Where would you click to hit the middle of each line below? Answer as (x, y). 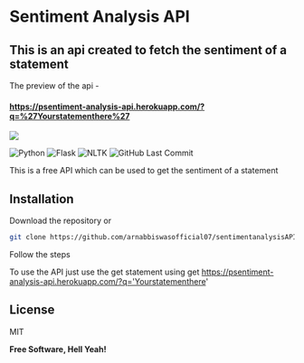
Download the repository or (60, 221)
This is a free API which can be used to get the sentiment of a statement (144, 171)
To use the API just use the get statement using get (104, 272)
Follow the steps (40, 254)
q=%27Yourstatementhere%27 (70, 116)
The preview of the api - (54, 86)
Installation (42, 199)
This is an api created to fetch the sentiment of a (148, 50)
